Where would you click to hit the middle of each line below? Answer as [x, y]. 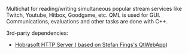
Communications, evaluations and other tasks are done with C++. [87, 21]
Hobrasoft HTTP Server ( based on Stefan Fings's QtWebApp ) [91, 45]
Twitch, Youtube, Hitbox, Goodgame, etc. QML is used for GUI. [83, 15]
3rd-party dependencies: [37, 33]
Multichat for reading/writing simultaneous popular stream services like [94, 9]
